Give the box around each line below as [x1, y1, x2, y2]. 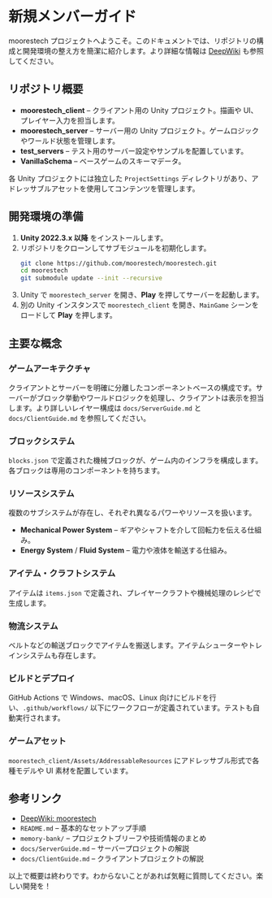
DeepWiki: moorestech [19, 813, 97, 823]
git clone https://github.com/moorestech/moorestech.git [19, 259, 218, 267]
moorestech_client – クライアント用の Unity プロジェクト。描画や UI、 [19, 105, 258, 115]
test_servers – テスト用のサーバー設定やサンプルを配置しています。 [19, 145, 248, 155]
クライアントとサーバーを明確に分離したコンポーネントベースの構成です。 [8, 383, 257, 393]
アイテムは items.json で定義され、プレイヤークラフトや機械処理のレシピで [8, 588, 261, 597]
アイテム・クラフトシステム [8, 568, 116, 579]
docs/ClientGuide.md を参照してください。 [8, 413, 151, 423]
